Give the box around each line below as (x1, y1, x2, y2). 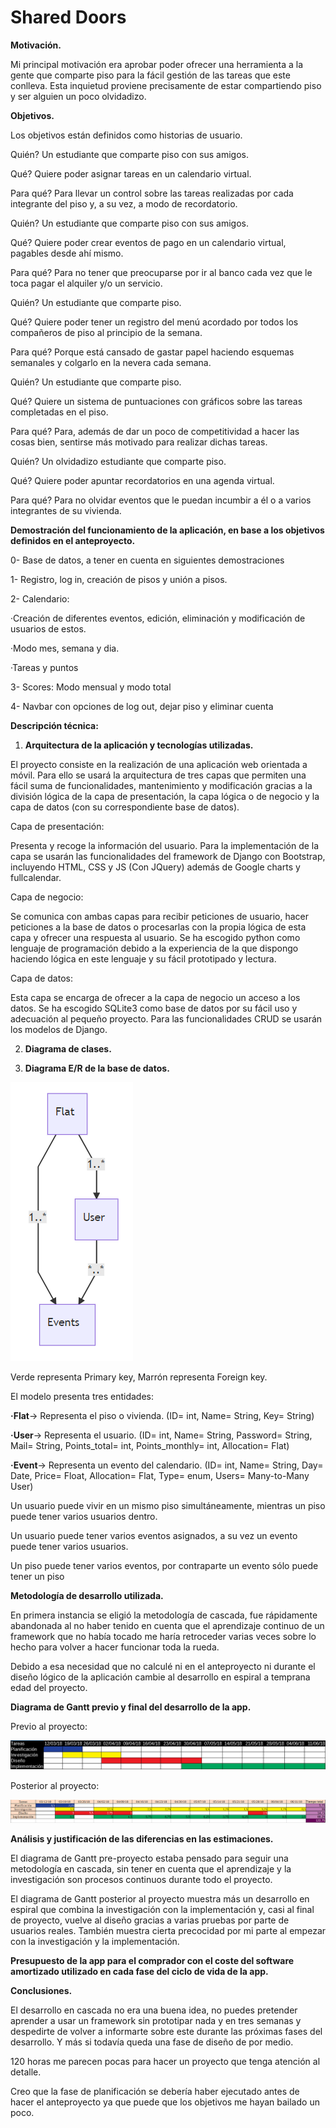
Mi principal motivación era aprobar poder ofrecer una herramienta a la (10, 58, 304, 70)
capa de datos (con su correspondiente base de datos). (10, 801, 240, 813)
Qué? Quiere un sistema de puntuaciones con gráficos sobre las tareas (10, 395, 303, 407)
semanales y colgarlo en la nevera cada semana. (10, 356, 212, 368)
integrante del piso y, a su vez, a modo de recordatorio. (10, 197, 238, 210)
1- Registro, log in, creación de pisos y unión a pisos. (10, 573, 228, 585)
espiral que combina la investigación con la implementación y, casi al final (10, 1904, 315, 1916)
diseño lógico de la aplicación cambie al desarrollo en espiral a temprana (10, 1671, 311, 1683)
